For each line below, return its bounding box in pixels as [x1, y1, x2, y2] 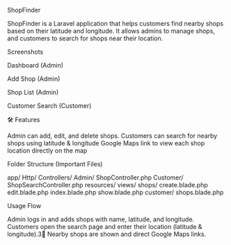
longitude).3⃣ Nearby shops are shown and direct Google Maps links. [7, 230, 207, 238]
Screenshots [7, 48, 44, 56]
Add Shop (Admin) [7, 74, 61, 83]
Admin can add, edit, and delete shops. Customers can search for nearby [7, 132, 218, 140]
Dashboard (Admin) [7, 61, 64, 69]
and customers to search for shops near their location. [7, 34, 164, 42]
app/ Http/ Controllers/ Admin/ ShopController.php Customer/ [7, 173, 184, 182]
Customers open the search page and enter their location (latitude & [7, 223, 202, 230]
